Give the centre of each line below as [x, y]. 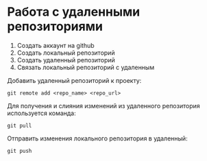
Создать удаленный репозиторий [66, 60]
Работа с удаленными [74, 12]
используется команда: [42, 113]
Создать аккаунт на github [56, 45]
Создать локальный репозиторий [66, 53]
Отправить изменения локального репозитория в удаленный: [97, 138]
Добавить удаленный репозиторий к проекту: [74, 80]
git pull [20, 125]
